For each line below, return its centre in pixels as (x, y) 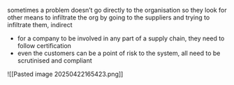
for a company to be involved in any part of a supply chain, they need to (121, 38)
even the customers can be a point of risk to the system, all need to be (119, 53)
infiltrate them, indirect (40, 25)
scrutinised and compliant (54, 61)
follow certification (44, 46)
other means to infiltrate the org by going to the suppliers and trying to (109, 17)
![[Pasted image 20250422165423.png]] (65, 74)
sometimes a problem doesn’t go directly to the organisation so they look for (117, 10)
